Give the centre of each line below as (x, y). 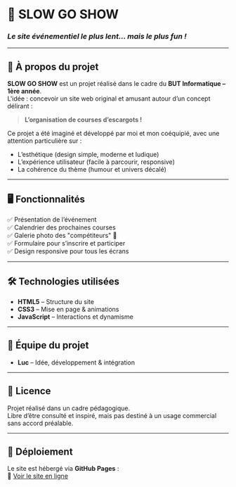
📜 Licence (29, 391)
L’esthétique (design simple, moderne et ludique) (88, 155)
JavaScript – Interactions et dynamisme (75, 317)
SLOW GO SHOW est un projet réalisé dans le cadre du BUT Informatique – (117, 84)
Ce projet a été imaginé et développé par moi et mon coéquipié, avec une (113, 134)
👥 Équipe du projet (48, 345)
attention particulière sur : (45, 141)
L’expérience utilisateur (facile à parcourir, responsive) (96, 162)
